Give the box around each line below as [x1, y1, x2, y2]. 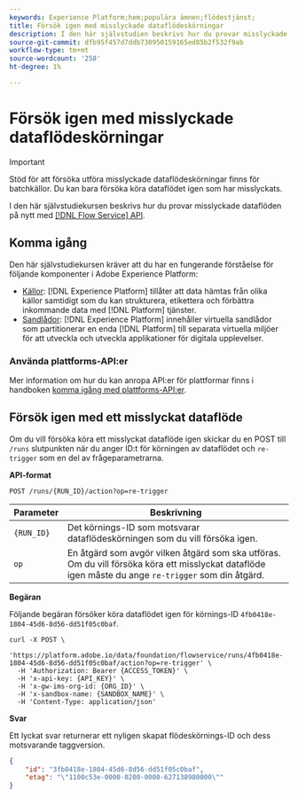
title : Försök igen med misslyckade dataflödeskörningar [9, 21, 224, 30]
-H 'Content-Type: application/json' [17, 697, 157, 706]
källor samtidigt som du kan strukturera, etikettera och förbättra [21, 294, 255, 306]
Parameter [13, 506, 59, 519]
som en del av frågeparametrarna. [39, 452, 164, 463]
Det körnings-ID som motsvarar [67, 520, 200, 533]
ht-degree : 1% [9, 63, 62, 72]
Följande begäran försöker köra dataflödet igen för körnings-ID [9, 608, 239, 619]
